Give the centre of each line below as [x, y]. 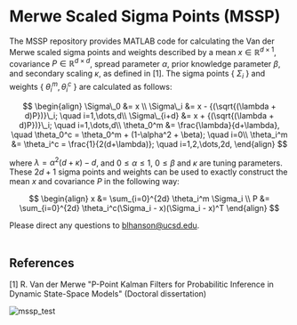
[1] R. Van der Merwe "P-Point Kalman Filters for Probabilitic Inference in [141, 284]
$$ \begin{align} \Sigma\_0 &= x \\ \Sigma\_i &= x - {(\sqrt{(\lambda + [149, 106]
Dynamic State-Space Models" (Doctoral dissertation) [108, 293]
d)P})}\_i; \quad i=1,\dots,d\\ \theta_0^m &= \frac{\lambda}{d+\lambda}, [149, 125]
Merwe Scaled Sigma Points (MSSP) [145, 16]
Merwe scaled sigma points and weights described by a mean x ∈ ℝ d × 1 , [143, 51]
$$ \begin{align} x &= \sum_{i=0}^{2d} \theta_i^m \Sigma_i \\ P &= [149, 199]
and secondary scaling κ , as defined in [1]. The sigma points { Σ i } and [137, 75]
